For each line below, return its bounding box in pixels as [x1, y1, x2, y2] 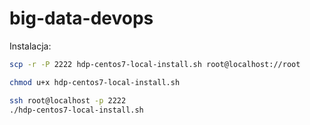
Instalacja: [9, 40, 52, 52]
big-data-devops [9, 7, 154, 30]
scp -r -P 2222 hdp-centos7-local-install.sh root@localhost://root [9, 59, 301, 69]
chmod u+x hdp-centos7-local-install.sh [9, 77, 181, 87]
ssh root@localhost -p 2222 [9, 95, 127, 106]
